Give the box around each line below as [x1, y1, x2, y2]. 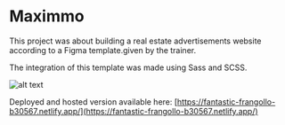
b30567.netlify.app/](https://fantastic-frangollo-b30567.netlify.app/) [9, 105, 258, 116]
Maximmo [9, 6, 85, 27]
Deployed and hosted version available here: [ [9, 96, 178, 107]
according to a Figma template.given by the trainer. [9, 44, 197, 55]
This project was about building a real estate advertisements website [9, 35, 262, 46]
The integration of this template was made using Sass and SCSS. [9, 62, 248, 73]
